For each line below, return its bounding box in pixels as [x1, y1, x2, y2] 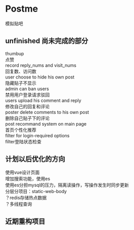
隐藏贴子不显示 [5, 80, 36, 86]
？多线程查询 [5, 201, 32, 207]
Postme [5, 3, 38, 15]
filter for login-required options [5, 132, 70, 138]
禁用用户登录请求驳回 [5, 92, 50, 98]
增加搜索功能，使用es [5, 175, 51, 181]
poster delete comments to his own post [5, 109, 90, 115]
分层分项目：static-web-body [5, 188, 67, 194]
